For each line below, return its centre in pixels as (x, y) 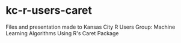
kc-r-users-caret (49, 10)
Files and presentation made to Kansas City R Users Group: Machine (91, 27)
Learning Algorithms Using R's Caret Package (62, 33)
